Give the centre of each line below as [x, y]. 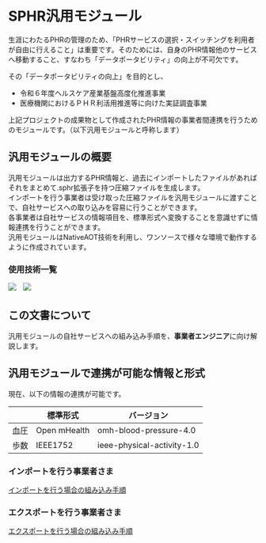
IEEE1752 [55, 445]
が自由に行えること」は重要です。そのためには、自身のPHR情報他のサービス [133, 49]
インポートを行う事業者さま [61, 471]
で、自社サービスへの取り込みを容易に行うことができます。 [105, 207]
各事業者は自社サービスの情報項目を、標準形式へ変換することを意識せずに [129, 217]
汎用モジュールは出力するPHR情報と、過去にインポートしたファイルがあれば [133, 177]
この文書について [50, 315]
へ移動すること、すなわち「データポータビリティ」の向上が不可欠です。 [125, 59]
